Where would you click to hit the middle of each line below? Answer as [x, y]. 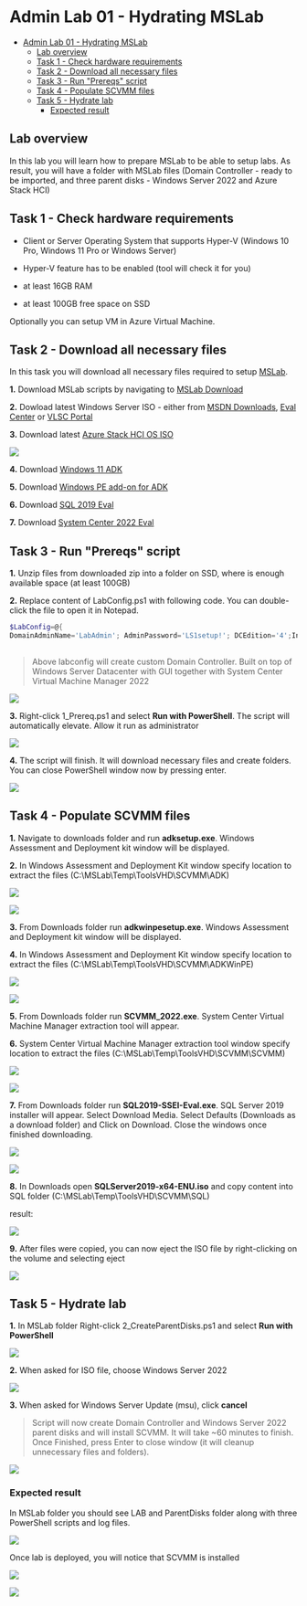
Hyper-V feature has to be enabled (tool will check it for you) [137, 268]
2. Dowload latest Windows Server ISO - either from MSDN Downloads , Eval [153, 407]
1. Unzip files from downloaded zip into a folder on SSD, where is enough [147, 574]
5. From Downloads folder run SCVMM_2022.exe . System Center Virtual [147, 1016]
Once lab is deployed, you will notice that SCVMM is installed [125, 1557]
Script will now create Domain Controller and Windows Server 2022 [159, 1423]
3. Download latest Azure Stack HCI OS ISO [91, 435]
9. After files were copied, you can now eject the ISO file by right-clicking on [153, 1248]
